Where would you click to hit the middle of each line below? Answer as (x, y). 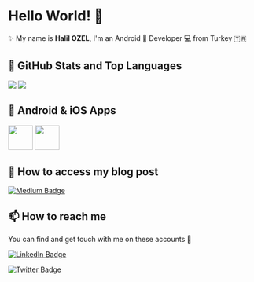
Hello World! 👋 (56, 16)
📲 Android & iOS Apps (62, 110)
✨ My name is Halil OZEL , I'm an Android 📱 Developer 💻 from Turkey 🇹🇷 (127, 38)
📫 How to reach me (57, 216)
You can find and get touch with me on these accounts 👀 (100, 240)
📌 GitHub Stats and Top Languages (95, 66)
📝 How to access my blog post (83, 172)
